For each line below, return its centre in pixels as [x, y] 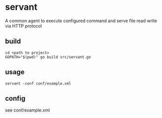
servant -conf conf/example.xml [38, 83]
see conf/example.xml [27, 110]
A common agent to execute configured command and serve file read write [81, 21]
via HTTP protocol [24, 26]
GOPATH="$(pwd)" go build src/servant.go [48, 57]
